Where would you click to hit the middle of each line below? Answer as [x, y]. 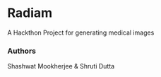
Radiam [30, 13]
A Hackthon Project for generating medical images [81, 32]
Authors [22, 51]
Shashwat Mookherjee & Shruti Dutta [61, 66]
